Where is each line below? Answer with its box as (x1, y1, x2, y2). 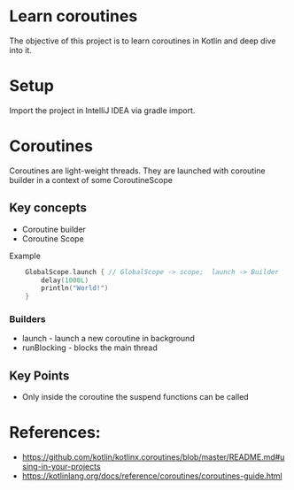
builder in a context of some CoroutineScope (9, 174, 173, 185)
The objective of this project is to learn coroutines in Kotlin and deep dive (9, 35, 276, 46)
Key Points (9, 368, 70, 383)
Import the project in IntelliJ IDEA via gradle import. (9, 104, 196, 116)
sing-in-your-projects (21, 462, 101, 472)
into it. (9, 44, 33, 55)
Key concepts (9, 201, 87, 216)
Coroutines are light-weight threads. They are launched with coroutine (9, 165, 266, 176)
